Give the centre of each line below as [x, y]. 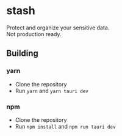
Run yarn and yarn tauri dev [52, 91]
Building [22, 54]
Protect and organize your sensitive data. [58, 28]
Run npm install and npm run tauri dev [65, 126]
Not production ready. [34, 34]
